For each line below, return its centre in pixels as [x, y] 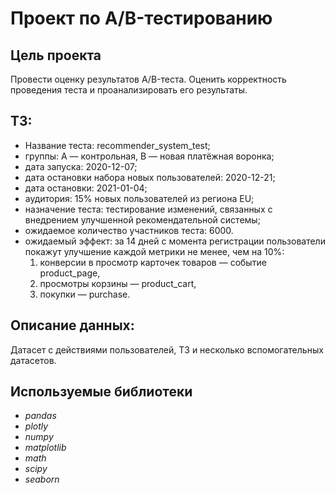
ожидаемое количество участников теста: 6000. [129, 230]
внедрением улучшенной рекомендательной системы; [142, 219]
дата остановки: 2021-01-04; [86, 188]
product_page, [70, 273]
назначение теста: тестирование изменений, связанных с [148, 209]
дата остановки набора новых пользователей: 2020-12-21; [150, 177]
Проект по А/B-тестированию [141, 18]
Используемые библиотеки [101, 392]
